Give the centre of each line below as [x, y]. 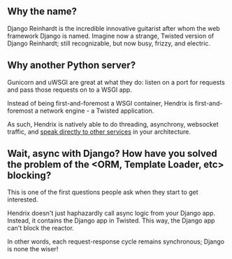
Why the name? [42, 12]
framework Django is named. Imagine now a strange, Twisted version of [111, 36]
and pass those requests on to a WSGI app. [70, 90]
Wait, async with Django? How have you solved [113, 154]
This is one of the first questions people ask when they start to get [103, 192]
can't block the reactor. [41, 228]
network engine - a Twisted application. [97, 111]
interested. [23, 199]
